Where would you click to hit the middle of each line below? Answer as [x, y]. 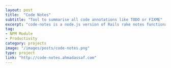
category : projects [26, 43]
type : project [20, 53]
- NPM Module [19, 34]
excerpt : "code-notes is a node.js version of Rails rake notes [75, 24]
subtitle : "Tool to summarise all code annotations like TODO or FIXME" [84, 19]
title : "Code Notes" [28, 15]
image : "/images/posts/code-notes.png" [48, 48]
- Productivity [21, 39]
